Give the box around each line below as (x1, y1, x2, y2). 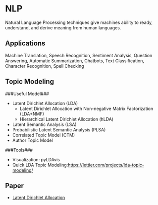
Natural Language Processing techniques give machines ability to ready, (5, 19, 153, 25)
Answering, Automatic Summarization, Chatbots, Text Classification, (5, 58, 145, 64)
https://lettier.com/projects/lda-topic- (67, 162, 145, 168)
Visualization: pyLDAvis (12, 156, 60, 162)
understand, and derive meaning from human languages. (5, 24, 121, 30)
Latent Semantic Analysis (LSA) (12, 121, 77, 127)
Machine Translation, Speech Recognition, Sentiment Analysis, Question (5, 52, 153, 58)
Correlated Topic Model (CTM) (12, 132, 75, 138)
